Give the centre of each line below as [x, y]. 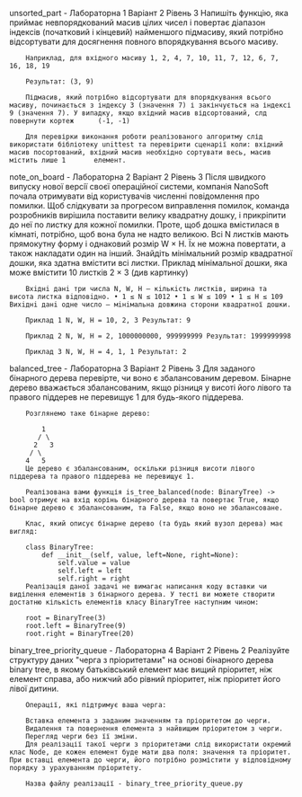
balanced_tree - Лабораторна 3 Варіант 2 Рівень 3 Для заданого [133, 368]
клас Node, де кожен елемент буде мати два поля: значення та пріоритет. [151, 752]
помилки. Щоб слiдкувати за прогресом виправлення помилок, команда [150, 205]
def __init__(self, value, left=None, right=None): [141, 555]
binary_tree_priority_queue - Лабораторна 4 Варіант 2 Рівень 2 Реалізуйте [150, 650]
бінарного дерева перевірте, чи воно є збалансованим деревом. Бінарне [151, 378]
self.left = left [90, 571]
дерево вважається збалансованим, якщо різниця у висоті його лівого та [151, 387]
